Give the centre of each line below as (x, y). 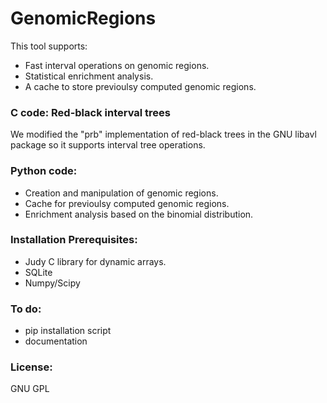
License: (31, 367)
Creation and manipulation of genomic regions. (121, 193)
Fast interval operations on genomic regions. (117, 65)
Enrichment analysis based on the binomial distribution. (139, 214)
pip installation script (68, 331)
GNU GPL (30, 389)
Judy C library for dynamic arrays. (95, 261)
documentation (56, 341)
